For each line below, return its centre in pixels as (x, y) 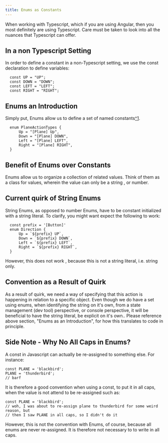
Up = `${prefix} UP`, (41, 234)
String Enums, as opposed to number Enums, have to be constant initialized (83, 210)
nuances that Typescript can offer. (41, 35)
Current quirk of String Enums (53, 198)
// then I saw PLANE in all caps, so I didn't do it (61, 415)
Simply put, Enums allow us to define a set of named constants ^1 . (73, 118)
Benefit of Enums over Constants (58, 165)
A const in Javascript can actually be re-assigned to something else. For (80, 354)
